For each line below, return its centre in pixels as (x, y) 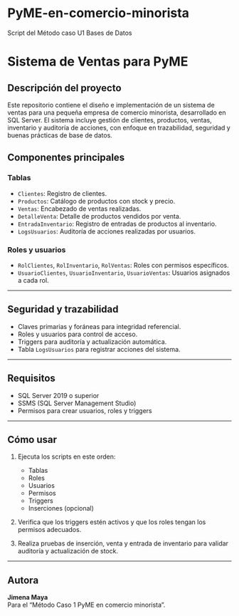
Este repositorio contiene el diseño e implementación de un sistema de (111, 105)
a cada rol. (33, 280)
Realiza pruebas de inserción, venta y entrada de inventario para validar (123, 543)
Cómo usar (32, 439)
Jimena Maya (28, 597)
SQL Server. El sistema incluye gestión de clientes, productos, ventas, (110, 120)
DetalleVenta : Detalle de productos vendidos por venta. (99, 216)
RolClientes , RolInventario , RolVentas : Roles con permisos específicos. (123, 265)
